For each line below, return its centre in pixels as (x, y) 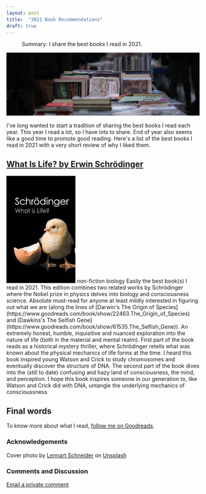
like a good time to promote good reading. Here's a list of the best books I (99, 138)
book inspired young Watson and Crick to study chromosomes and (91, 359)
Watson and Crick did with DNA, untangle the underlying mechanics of (96, 385)
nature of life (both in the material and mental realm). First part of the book (100, 339)
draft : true (21, 26)
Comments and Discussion (47, 471)
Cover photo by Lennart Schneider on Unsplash (67, 455)
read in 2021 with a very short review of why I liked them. (78, 145)
